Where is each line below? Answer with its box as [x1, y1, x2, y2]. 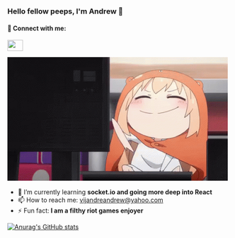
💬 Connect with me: [7, 24, 67, 32]
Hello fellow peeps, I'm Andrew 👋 [7, 6, 124, 16]
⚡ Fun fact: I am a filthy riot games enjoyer [17, 206, 144, 215]
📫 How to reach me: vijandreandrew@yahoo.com [17, 196, 164, 204]
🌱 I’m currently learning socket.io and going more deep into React [17, 188, 212, 196]
